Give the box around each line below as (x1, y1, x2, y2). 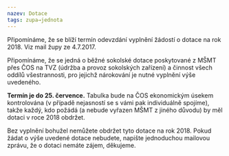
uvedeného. (7, 78, 41, 86)
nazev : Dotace (7, 10, 48, 17)
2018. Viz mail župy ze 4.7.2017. (7, 43, 96, 51)
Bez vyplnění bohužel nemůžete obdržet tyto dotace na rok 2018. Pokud (7, 126, 212, 135)
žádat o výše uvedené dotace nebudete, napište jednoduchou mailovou (7, 133, 210, 142)
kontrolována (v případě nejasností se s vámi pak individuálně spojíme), (7, 98, 210, 107)
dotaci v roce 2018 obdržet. (7, 113, 85, 121)
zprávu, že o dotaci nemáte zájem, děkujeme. (7, 141, 136, 149)
